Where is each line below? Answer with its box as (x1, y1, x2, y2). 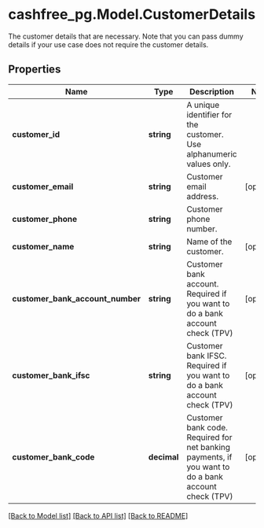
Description (189, 86, 234, 97)
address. (186, 190, 219, 201)
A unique (186, 99, 220, 110)
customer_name (12, 241, 75, 252)
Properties (8, 63, 61, 76)
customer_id (12, 128, 60, 139)
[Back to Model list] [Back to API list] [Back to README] (8, 511, 189, 520)
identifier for (186, 109, 233, 120)
